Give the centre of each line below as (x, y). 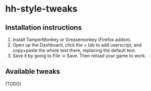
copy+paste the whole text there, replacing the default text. (74, 50)
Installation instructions (43, 28)
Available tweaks (33, 72)
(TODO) (13, 83)
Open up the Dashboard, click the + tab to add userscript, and (77, 45)
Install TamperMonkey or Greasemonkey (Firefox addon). (72, 39)
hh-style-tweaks (41, 9)
